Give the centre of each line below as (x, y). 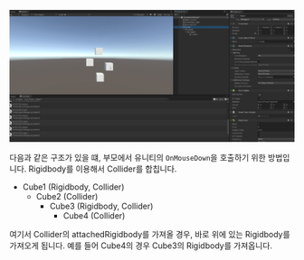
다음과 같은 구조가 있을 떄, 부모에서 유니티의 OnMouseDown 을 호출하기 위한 (138, 157)
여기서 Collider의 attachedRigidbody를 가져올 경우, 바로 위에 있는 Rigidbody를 (150, 234)
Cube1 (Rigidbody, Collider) (73, 187)
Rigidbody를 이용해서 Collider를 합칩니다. (103, 169)
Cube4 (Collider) (94, 215)
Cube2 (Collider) (67, 196)
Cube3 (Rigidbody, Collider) (101, 206)
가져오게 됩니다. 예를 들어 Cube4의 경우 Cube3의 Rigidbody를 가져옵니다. (141, 246)
